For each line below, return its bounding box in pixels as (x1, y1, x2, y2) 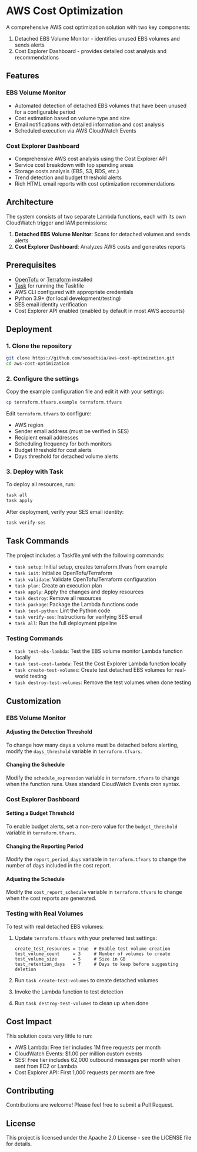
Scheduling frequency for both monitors (14, 440, 112, 447)
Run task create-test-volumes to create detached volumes (14, 976, 159, 983)
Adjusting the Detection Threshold (6, 728, 92, 735)
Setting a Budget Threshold (6, 810, 75, 817)
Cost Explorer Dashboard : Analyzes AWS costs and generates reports (14, 243, 186, 250)
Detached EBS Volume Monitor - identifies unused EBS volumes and (14, 35, 181, 42)
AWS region (14, 421, 44, 428)
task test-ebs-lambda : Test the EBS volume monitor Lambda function (14, 648, 183, 655)
